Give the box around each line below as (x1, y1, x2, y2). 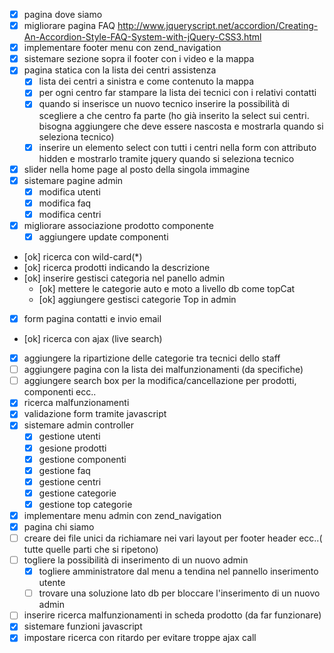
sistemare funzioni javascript (23, 620, 143, 633)
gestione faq (38, 464, 91, 476)
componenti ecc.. (23, 386, 97, 398)
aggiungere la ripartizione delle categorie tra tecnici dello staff (23, 352, 281, 364)
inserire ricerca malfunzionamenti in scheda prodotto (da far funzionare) (23, 609, 322, 621)
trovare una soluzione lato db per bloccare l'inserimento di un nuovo (38, 587, 321, 599)
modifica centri (38, 208, 102, 220)
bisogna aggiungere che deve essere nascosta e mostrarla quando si (38, 120, 324, 132)
